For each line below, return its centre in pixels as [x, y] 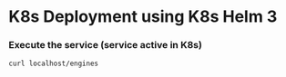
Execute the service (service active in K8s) [105, 45]
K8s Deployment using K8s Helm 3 [143, 17]
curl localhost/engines [54, 64]
